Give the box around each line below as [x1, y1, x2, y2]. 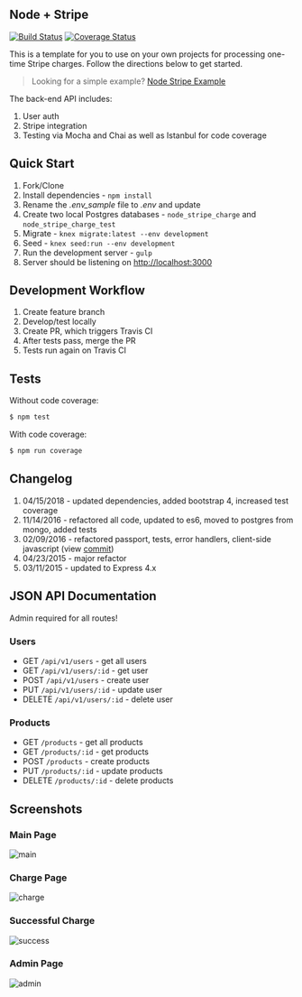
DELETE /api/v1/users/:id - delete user [22, 694, 173, 705]
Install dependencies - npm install [22, 189, 153, 200]
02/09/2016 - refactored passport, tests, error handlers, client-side [22, 533, 272, 544]
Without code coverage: [9, 395, 99, 406]
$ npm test [9, 412, 50, 422]
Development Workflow [9, 283, 146, 299]
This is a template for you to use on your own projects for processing [9, 49, 266, 60]
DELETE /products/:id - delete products [22, 775, 174, 786]
